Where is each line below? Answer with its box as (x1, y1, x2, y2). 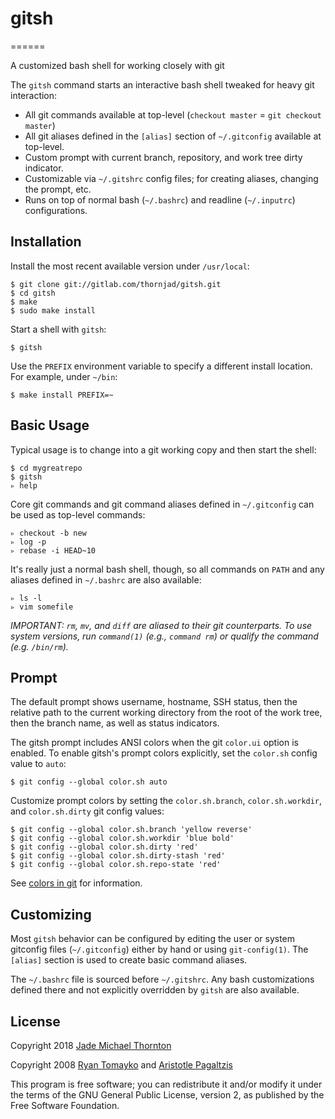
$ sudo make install (10, 305, 97, 316)
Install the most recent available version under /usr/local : (10, 260, 250, 272)
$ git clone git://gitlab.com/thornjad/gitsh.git (10, 279, 222, 289)
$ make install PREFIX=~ (10, 390, 114, 400)
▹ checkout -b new (10, 528, 87, 538)
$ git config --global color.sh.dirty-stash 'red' (10, 851, 226, 861)
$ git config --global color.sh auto (10, 777, 168, 787)
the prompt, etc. (24, 183, 92, 195)
